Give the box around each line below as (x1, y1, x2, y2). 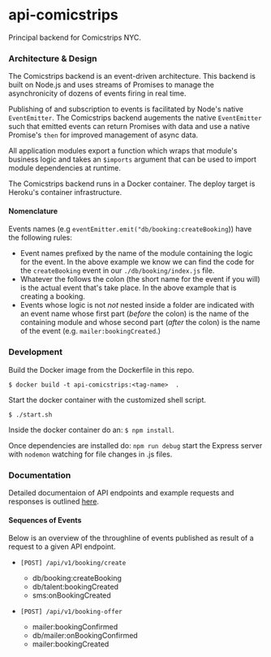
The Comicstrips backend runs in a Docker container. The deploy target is (8, 179, 256, 188)
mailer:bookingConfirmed (32, 622, 118, 632)
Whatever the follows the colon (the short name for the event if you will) (19, 274, 261, 284)
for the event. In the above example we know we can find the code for (19, 257, 255, 267)
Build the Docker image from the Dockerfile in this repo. (8, 365, 195, 374)
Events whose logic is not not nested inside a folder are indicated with (19, 300, 255, 310)
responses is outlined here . (8, 497, 100, 507)
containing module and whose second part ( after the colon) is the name (19, 318, 261, 327)
